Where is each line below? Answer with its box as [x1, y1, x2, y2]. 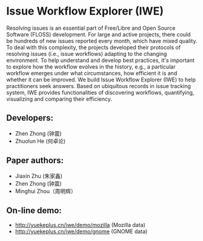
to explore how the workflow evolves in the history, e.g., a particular [6, 63, 176, 70]
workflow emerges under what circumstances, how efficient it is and [6, 69, 178, 76]
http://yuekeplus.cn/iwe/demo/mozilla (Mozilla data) [15, 222, 145, 229]
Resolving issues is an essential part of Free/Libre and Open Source [6, 24, 176, 32]
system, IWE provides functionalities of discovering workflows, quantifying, [6, 89, 195, 96]
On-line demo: [6, 205, 62, 216]
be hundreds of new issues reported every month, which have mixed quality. [6, 37, 198, 44]
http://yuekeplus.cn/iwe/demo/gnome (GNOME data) [15, 228, 148, 235]
